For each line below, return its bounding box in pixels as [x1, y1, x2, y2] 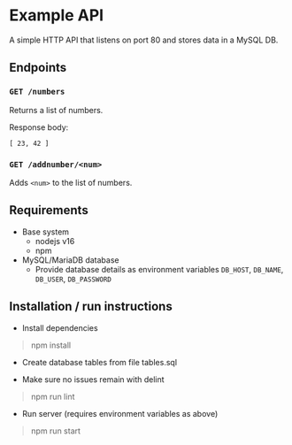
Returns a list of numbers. [9, 104, 104, 115]
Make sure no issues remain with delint [21, 373, 165, 385]
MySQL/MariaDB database [21, 254, 119, 265]
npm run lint [30, 391, 75, 402]
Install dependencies [21, 322, 99, 333]
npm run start [30, 426, 81, 436]
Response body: [9, 121, 69, 133]
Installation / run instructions [9, 299, 173, 314]
